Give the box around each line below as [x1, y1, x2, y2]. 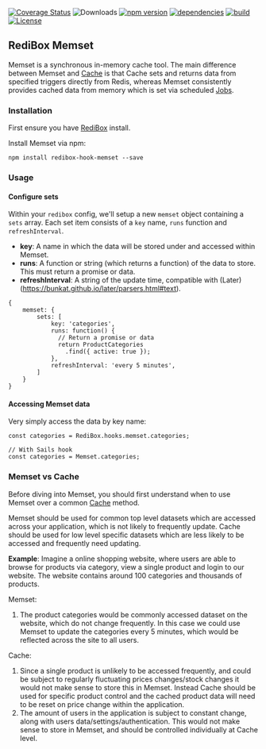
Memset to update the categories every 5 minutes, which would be [19, 627, 239, 636]
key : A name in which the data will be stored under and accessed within [19, 242, 256, 252]
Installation [8, 105, 53, 116]
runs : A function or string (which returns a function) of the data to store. [19, 259, 256, 268]
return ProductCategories [58, 341, 145, 349]
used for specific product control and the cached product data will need [19, 691, 256, 701]
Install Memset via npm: [8, 139, 86, 148]
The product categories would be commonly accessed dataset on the [19, 609, 248, 619]
